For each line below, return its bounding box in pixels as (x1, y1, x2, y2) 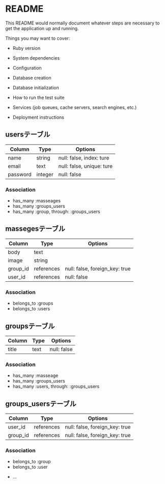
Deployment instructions (12, 114, 65, 120)
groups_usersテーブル (5, 399, 76, 408)
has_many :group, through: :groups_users (12, 208, 100, 214)
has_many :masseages (12, 198, 61, 204)
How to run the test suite (12, 94, 65, 100)
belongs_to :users (12, 306, 50, 312)
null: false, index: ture (58, 154, 109, 161)
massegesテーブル (5, 225, 65, 233)
